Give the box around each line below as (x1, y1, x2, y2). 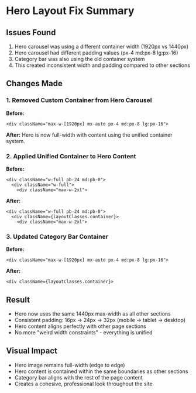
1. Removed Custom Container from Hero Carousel (6, 96, 152, 104)
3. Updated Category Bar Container (6, 232, 108, 240)
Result (6, 294, 30, 304)
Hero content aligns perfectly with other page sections (14, 323, 146, 330)
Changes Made (6, 79, 63, 89)
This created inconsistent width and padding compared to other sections (14, 62, 190, 69)
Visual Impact (6, 346, 57, 356)
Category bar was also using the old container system (14, 56, 145, 62)
